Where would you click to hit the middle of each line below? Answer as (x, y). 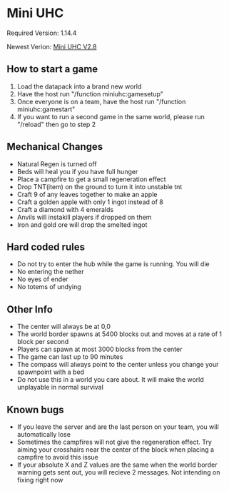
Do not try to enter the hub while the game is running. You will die (113, 264)
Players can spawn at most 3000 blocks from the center (100, 349)
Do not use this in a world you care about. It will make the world (110, 380)
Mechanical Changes (55, 147)
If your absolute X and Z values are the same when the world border (117, 465)
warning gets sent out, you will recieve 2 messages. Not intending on (118, 472)
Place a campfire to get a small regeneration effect (91, 179)
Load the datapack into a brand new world (79, 86)
